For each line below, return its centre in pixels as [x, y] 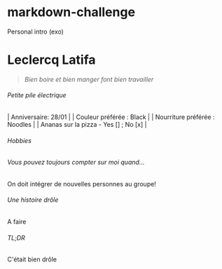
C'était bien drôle [32, 259]
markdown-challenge [71, 12]
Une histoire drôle [33, 200]
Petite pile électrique [37, 95]
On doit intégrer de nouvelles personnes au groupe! [82, 184]
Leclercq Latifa [51, 60]
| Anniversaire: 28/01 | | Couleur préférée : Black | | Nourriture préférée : [111, 117]
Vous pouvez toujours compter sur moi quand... [76, 163]
